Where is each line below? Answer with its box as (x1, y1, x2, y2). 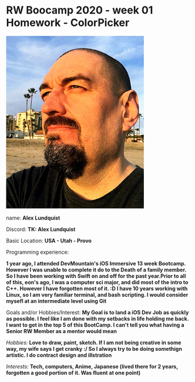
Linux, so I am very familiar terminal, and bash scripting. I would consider (6, 291, 189, 298)
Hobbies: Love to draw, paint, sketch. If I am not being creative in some (6, 339, 181, 346)
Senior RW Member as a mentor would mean (6, 327, 117, 334)
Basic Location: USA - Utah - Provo (6, 237, 92, 244)
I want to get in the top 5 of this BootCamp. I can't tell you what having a (6, 321, 184, 328)
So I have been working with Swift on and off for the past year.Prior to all (6, 272, 186, 280)
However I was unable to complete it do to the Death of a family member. (6, 266, 187, 273)
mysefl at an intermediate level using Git (6, 297, 107, 304)
